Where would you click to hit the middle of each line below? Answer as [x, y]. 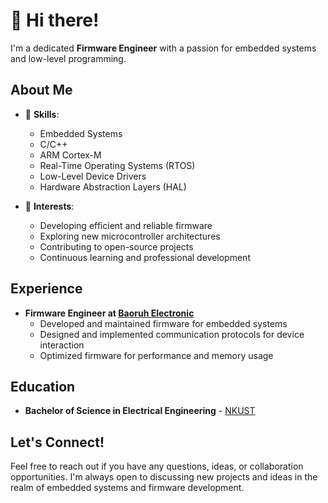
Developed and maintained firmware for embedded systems [163, 323]
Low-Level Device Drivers [93, 176]
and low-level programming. [68, 58]
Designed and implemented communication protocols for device [172, 334]
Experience [46, 289]
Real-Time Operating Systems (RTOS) [117, 165]
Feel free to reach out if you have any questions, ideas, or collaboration [157, 466]
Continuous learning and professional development [145, 257]
